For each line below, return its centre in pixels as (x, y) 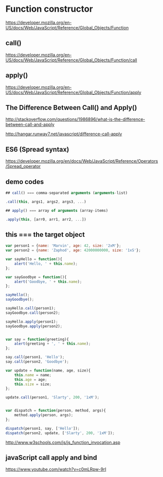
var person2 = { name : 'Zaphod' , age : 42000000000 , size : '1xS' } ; (73, 250)
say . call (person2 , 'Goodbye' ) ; (37, 362)
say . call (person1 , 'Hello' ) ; (35, 357)
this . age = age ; (31, 379)
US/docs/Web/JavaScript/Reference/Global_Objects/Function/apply (73, 92)
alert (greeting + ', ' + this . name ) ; (53, 344)
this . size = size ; (33, 384)
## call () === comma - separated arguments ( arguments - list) (67, 193)
